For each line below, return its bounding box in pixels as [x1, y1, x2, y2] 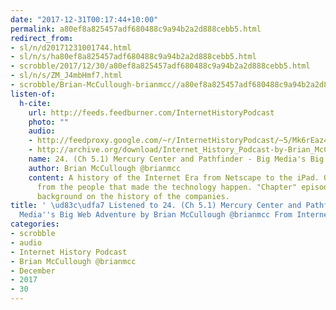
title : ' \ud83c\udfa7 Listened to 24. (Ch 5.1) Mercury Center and [10, 201, 302, 211]
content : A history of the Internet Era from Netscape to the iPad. [28, 172, 320, 183]
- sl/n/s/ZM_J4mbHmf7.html [10, 71, 123, 81]
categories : [10, 219, 60, 230]
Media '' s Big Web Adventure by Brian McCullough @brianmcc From [19, 210, 293, 220]
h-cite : [19, 98, 52, 108]
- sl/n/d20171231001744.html [10, 42, 132, 53]
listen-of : [10, 89, 56, 99]
